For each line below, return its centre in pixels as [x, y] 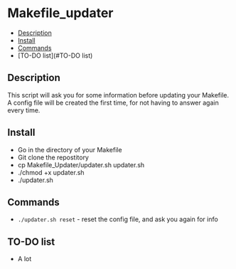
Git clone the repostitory [53, 157]
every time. [24, 110]
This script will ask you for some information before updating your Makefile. [118, 95]
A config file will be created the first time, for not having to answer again [113, 102]
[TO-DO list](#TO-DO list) [55, 56]
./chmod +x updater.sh [51, 172]
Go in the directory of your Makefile [70, 149]
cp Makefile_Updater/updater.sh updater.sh [81, 164]
